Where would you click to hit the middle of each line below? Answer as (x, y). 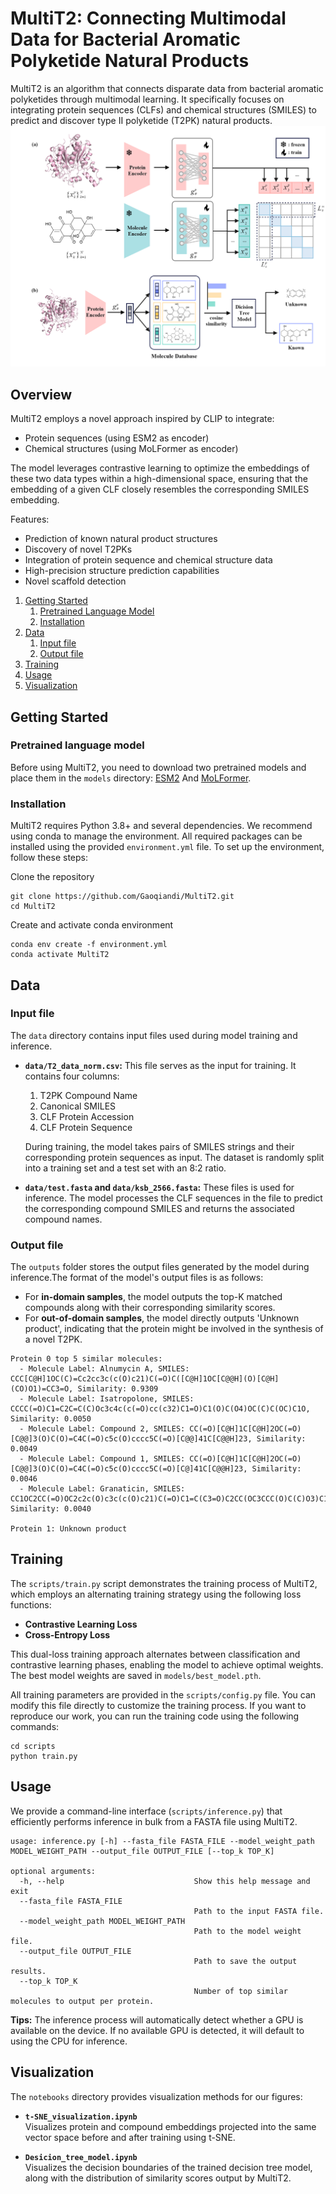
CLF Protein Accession (87, 1116)
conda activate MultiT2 (60, 955)
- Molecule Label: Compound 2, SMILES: (102, 1429)
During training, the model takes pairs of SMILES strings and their (159, 1146)
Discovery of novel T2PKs (78, 549)
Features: (30, 519)
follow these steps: (49, 858)
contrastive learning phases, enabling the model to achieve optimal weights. (167, 1664)
